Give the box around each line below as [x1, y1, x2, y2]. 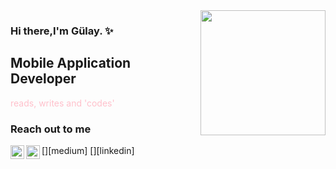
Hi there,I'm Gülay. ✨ [10, 24, 114, 38]
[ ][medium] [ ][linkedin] [41, 145, 135, 157]
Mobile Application [10, 55, 132, 72]
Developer [10, 70, 77, 88]
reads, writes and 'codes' [10, 97, 115, 109]
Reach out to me [10, 122, 92, 136]
